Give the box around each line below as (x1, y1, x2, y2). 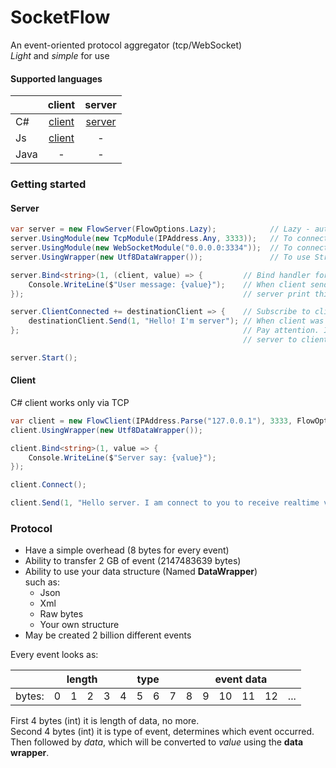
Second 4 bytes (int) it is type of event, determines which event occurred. (10, 726, 315, 738)
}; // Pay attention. (10, 326, 320, 336)
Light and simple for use (10, 49, 110, 61)
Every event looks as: (10, 649, 99, 661)
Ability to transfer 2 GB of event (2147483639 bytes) (24, 555, 242, 567)
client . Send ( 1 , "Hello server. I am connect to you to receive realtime (10, 498, 320, 508)
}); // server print (10, 289, 311, 299)
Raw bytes (39, 608, 84, 620)
